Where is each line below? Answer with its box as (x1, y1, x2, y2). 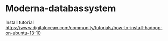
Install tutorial (5, 19, 34, 25)
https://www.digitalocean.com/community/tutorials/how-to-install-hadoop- (5, 24, 163, 30)
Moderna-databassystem (5, 3, 116, 14)
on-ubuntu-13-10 (5, 30, 41, 36)
